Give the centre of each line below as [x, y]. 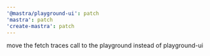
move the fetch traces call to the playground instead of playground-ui [105, 46]
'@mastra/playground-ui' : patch [53, 13]
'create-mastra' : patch [41, 26]
